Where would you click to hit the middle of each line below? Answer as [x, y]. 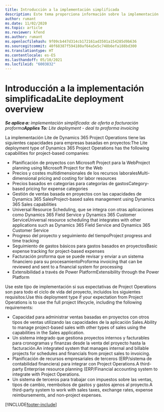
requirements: [19, 308]
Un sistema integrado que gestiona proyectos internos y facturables [81, 338]
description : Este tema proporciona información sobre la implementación [82, 14]
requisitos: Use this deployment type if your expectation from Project [74, 297]
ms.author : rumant [24, 37]
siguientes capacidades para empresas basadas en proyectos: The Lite [76, 143]
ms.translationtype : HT [29, 50]
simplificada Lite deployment [64, 99]
